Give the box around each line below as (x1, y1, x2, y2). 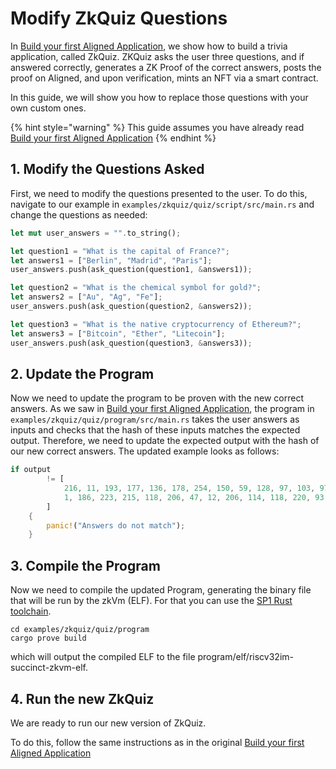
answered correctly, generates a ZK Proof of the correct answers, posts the (10, 61, 322, 73)
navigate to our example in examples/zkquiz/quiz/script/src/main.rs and (10, 198, 315, 210)
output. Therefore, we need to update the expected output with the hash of (10, 435, 320, 447)
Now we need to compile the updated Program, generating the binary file (10, 584, 312, 596)
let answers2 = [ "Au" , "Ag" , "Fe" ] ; (10, 292, 163, 302)
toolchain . (10, 605, 52, 617)
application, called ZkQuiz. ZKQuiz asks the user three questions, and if (10, 50, 305, 62)
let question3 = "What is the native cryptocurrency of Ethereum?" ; (10, 319, 302, 329)
